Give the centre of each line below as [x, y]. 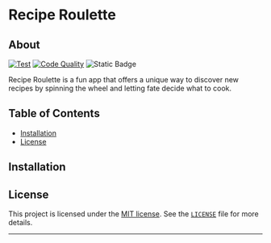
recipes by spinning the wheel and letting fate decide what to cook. [120, 88]
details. [21, 223]
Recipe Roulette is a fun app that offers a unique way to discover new [124, 80]
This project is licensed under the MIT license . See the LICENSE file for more [134, 214]
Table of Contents [54, 113]
